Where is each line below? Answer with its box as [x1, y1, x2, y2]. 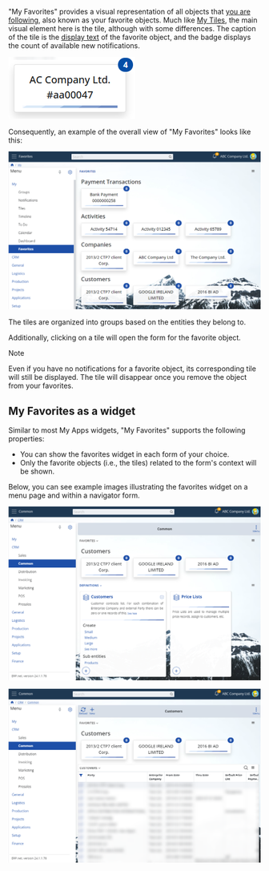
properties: [8, 434, 45, 444]
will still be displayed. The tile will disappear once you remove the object [8, 373, 247, 382]
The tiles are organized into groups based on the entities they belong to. [8, 317, 247, 327]
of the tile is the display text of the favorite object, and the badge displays [8, 32, 251, 42]
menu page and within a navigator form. [8, 490, 140, 500]
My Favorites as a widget [8, 404, 136, 417]
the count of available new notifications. [8, 41, 140, 50]
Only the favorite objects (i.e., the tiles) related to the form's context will [19, 458, 257, 468]
